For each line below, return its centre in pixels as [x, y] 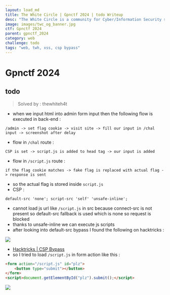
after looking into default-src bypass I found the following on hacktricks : [88, 230]
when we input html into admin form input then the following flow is [83, 113]
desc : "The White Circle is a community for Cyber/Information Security [83, 19]
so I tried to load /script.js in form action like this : [66, 254]
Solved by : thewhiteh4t [42, 104]
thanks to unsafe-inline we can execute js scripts [63, 224]
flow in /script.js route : [39, 161]
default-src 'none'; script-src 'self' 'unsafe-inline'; [67, 199]
